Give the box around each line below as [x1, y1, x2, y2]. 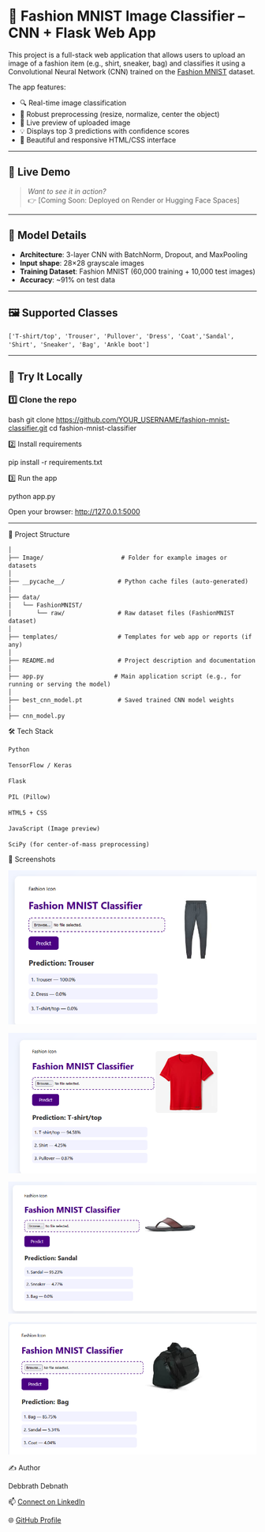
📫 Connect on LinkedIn [8, 1496, 85, 1506]
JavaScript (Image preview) [8, 825, 101, 833]
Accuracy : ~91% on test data [19, 274, 116, 284]
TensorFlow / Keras [8, 762, 73, 770]
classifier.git [8, 423, 48, 433]
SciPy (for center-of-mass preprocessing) [8, 841, 150, 849]
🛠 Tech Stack [8, 727, 54, 736]
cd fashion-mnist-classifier [49, 423, 137, 433]
